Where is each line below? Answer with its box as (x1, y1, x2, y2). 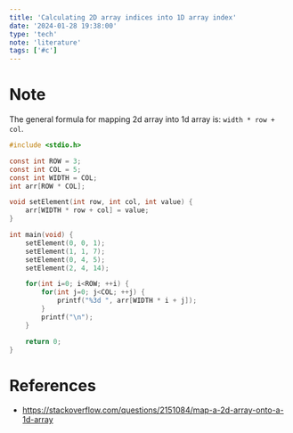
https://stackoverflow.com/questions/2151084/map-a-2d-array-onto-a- (21, 404, 284, 415)
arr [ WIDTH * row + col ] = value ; (25, 206, 150, 215)
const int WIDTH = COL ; (9, 173, 98, 183)
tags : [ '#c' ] (9, 46, 58, 55)
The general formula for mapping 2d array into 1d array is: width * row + (9, 114, 275, 125)
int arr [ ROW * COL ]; (9, 182, 86, 191)
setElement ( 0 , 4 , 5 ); (25, 255, 105, 264)
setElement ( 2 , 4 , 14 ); (25, 264, 110, 273)
